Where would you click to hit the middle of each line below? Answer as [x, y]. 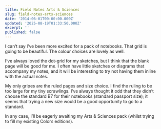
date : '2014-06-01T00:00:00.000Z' [40, 19]
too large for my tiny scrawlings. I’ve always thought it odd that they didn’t [80, 91]
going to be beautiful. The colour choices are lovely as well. [65, 51]
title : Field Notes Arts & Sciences [42, 10]
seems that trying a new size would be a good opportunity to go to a [74, 101]
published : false [23, 32]
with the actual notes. [27, 76]
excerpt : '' [17, 28]
